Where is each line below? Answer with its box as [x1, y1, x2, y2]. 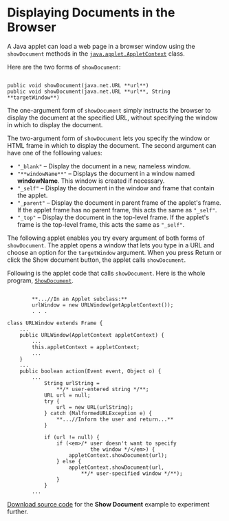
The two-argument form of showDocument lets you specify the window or [7, 134, 210, 142]
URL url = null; [43, 392, 91, 399]
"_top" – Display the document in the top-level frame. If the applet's [17, 213, 210, 221]
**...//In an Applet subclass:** [32, 296, 128, 302]
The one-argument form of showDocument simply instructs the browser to [7, 106, 211, 114]
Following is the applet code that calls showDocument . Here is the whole [7, 269, 206, 277]
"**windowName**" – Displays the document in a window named [17, 169, 195, 177]
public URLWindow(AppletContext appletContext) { [19, 331, 165, 338]
